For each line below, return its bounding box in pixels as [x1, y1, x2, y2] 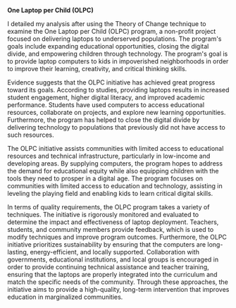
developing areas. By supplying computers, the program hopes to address [7, 159, 223, 168]
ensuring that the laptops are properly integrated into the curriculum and [7, 271, 218, 278]
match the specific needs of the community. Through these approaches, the [7, 278, 229, 286]
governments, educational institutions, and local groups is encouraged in [7, 255, 219, 264]
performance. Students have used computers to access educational [7, 101, 205, 109]
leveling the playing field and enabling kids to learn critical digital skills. [7, 190, 213, 197]
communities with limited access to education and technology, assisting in [7, 182, 223, 190]
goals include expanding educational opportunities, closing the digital [7, 42, 209, 50]
